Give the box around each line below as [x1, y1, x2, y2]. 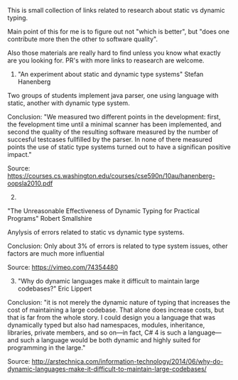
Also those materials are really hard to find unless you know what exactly [7, 49, 222, 57]
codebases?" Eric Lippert [17, 284, 92, 293]
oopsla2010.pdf [7, 179, 53, 188]
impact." [7, 151, 32, 158]
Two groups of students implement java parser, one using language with [7, 92, 219, 99]
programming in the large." [7, 344, 86, 352]
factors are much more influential [7, 249, 104, 258]
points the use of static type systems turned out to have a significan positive [7, 143, 231, 151]
